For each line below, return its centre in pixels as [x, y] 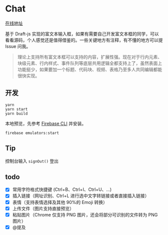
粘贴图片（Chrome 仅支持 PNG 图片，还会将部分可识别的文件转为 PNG [85, 214]
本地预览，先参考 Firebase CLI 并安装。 [46, 123]
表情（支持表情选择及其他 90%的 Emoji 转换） [60, 202]
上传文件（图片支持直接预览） [43, 208]
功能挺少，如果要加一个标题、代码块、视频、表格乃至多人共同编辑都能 [90, 69]
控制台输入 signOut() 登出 [32, 161]
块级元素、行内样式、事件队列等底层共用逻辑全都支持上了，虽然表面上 [90, 63]
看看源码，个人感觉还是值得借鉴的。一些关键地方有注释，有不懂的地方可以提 [84, 40]
